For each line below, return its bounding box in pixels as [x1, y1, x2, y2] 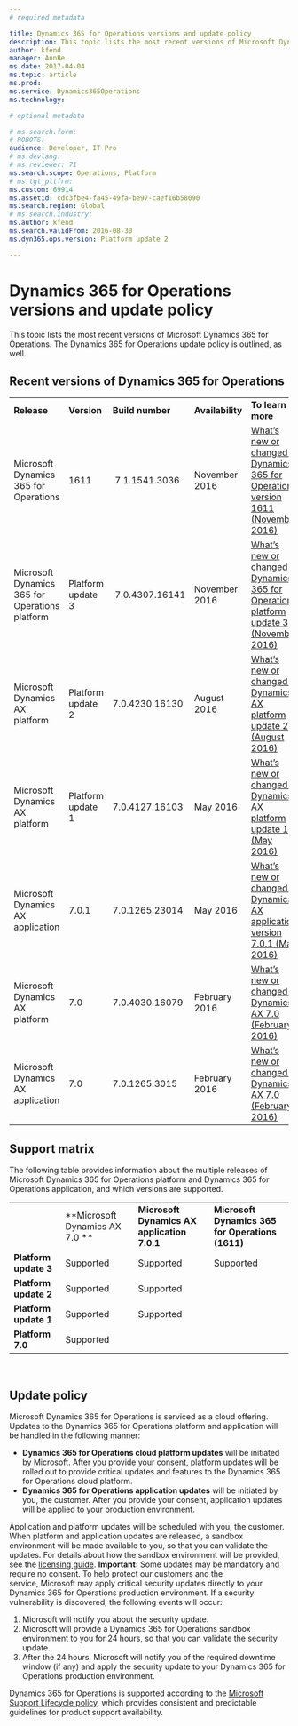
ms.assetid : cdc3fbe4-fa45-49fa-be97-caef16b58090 [9, 193, 200, 203]
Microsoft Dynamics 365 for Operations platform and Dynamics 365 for [9, 1174, 270, 1185]
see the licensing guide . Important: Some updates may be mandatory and [9, 1559, 280, 1570]
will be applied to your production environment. [21, 1504, 195, 1514]
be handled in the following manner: [9, 1430, 141, 1441]
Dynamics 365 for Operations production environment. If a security [9, 1587, 255, 1598]
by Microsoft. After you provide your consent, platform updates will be [21, 1457, 279, 1467]
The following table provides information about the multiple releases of [9, 1165, 268, 1176]
